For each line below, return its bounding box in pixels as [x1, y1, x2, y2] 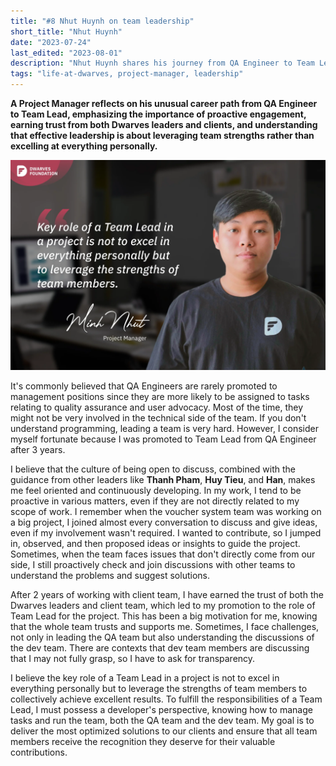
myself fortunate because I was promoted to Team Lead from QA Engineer [10, 433, 317, 445]
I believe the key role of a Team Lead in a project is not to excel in [10, 671, 280, 684]
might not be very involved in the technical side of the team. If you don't [10, 411, 307, 424]
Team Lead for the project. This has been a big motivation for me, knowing [10, 610, 318, 622]
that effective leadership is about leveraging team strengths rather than [10, 130, 315, 141]
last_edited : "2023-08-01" [10, 48, 123, 58]
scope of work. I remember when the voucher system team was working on [10, 505, 322, 517]
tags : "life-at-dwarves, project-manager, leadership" [10, 69, 244, 79]
